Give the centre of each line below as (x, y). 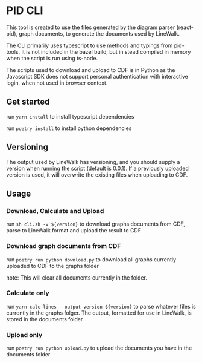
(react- (185, 27)
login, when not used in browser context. (57, 83)
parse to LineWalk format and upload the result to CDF (74, 231)
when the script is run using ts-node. (52, 58)
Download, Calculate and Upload (55, 211)
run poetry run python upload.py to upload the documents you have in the (99, 348)
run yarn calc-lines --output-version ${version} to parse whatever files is (101, 306)
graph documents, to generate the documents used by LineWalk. (99, 33)
